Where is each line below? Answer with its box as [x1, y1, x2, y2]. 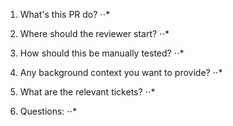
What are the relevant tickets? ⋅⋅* [19, 86, 156, 98]
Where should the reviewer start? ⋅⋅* [19, 28, 170, 39]
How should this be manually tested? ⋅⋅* [19, 47, 185, 59]
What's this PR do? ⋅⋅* [19, 9, 111, 20]
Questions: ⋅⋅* [19, 105, 78, 117]
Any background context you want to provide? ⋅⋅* [19, 67, 223, 78]
